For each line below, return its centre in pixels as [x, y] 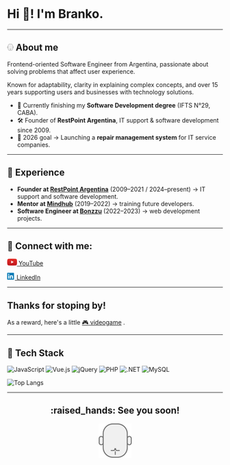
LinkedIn [28, 277]
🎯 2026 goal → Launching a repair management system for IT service [117, 137]
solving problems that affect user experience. [71, 71]
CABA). [27, 112]
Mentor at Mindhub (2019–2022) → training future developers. [105, 203]
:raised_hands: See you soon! [115, 411]
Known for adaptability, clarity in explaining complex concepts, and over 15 [113, 84]
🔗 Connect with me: [50, 246]
